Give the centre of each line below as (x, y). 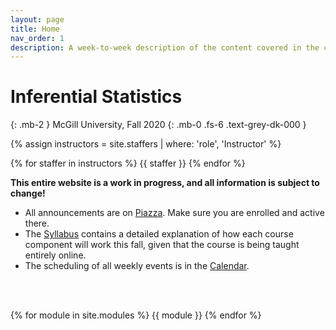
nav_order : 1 (37, 38)
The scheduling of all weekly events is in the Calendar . (137, 266)
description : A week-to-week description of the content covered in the (165, 47)
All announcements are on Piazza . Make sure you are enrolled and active (174, 213)
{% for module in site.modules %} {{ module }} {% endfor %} (136, 315)
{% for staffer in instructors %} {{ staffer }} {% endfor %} (128, 163)
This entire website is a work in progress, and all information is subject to (165, 183)
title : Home (35, 29)
